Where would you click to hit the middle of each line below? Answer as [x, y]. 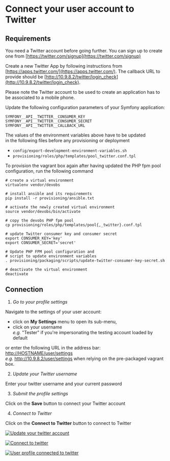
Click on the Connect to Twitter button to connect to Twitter [68, 423]
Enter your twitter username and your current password [64, 384]
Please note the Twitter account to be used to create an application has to [83, 92]
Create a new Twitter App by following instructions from [64, 66]
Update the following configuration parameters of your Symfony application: [85, 107]
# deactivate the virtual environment [46, 269]
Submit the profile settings [40, 393]
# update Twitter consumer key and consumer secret [61, 234]
